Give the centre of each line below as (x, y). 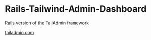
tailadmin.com (20, 32)
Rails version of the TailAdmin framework (47, 23)
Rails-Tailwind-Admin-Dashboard (76, 9)
